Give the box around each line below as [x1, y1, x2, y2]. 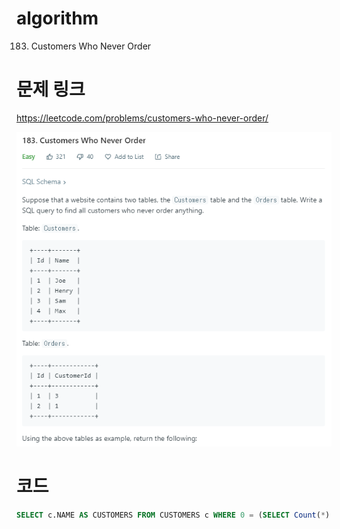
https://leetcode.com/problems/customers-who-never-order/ [16, 112, 269, 124]
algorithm [16, 7, 99, 30]
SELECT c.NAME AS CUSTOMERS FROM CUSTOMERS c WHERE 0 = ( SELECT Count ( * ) [16, 510, 331, 520]
